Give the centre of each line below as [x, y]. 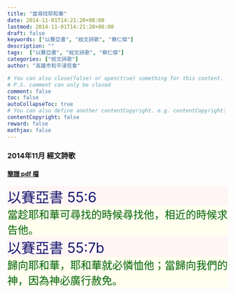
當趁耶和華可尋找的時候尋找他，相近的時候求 [117, 214]
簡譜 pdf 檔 [23, 174]
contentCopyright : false [43, 117]
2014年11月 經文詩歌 [41, 156]
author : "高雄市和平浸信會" [44, 66]
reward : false [28, 124]
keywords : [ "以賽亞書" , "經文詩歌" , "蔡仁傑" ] [71, 40]
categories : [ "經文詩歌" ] [43, 59]
